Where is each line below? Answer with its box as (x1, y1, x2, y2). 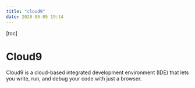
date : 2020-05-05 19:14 (6, 14, 64, 20)
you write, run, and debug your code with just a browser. (6, 75, 142, 82)
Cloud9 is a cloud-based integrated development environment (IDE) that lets (6, 69, 189, 76)
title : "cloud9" (6, 8, 45, 14)
